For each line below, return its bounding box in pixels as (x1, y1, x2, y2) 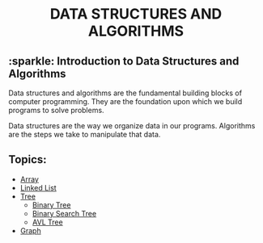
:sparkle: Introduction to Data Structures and (8, 54, 240, 68)
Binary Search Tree (32, 208, 97, 218)
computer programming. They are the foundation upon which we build (8, 97, 243, 106)
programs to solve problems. (8, 106, 104, 115)
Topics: (8, 153, 47, 166)
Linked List (19, 182, 57, 192)
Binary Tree (32, 199, 71, 210)
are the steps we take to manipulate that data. (8, 130, 161, 139)
